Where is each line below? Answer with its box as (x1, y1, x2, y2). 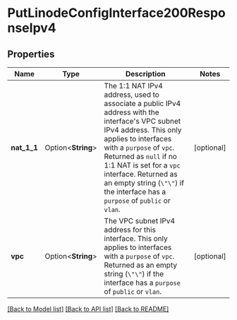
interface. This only (104, 234, 168, 243)
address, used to (104, 90, 160, 100)
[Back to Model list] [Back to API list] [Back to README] (7, 305, 169, 313)
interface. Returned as (104, 170, 178, 179)
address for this (104, 225, 157, 235)
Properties (7, 48, 55, 60)
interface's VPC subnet (104, 117, 181, 126)
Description (125, 69, 166, 78)
